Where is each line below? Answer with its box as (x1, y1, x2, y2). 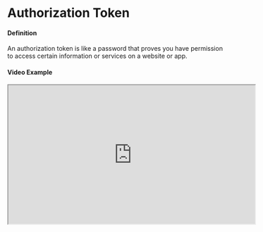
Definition (7, 28, 37, 37)
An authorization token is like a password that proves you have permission (7, 44, 224, 53)
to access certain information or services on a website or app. (7, 51, 188, 61)
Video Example (7, 68, 53, 76)
